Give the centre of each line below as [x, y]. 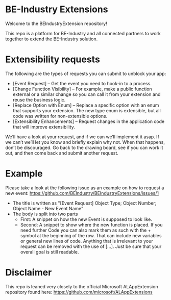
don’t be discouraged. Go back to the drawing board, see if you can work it [84, 147]
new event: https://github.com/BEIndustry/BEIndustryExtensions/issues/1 [82, 193]
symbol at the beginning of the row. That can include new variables [91, 235]
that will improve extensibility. [44, 127]
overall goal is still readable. [50, 252]
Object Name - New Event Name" [48, 208]
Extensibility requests [53, 59]
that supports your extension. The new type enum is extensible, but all [87, 110]
